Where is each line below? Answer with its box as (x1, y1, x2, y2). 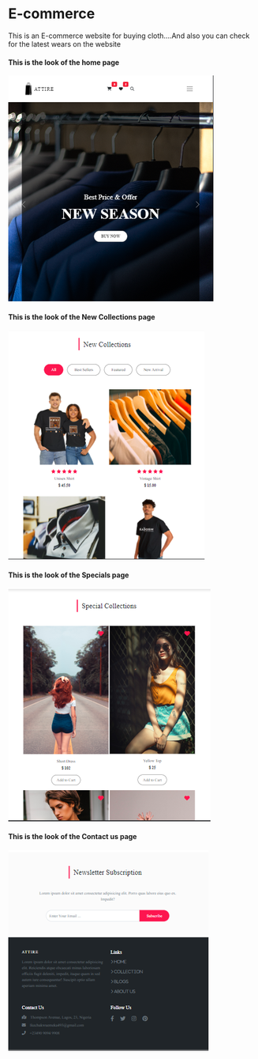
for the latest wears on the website (8, 39, 121, 48)
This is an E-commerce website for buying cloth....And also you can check (8, 31, 250, 40)
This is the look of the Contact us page (8, 832, 137, 842)
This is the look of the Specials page (8, 570, 129, 580)
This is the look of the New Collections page (8, 312, 155, 321)
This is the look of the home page (8, 57, 120, 67)
